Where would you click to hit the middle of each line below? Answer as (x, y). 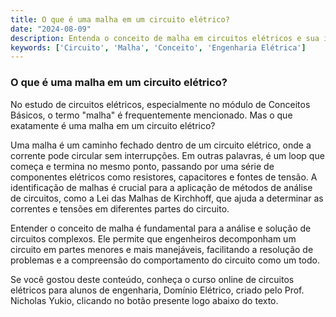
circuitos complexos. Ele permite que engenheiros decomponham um (153, 238)
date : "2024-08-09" (51, 29)
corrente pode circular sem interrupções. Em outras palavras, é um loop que (167, 155)
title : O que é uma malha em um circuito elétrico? (120, 19)
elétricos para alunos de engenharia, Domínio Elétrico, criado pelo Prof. (157, 290)
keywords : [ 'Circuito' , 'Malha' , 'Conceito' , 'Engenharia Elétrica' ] (158, 47)
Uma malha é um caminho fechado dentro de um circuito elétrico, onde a (161, 145)
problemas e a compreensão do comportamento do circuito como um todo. (165, 260)
